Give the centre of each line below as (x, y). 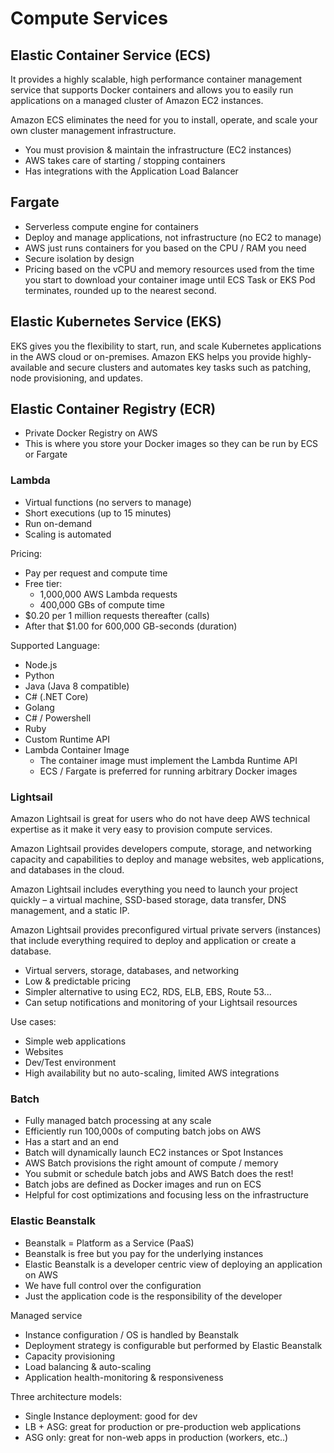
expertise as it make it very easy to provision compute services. (141, 829)
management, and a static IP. (70, 911)
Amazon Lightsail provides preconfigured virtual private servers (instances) (166, 930)
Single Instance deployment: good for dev (111, 1416)
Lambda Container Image (77, 749)
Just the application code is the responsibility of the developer (153, 1296)
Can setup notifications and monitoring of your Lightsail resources (161, 1003)
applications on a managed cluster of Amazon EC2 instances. (137, 100)
